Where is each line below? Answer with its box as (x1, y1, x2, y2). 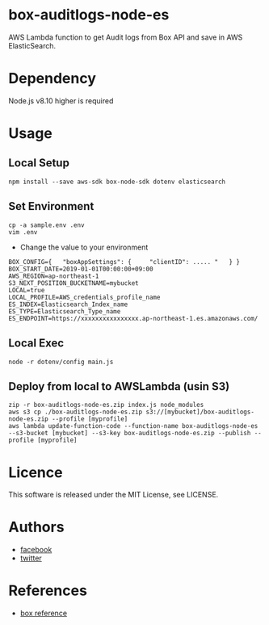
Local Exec (8, 337, 65, 350)
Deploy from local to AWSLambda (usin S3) (8, 380, 230, 393)
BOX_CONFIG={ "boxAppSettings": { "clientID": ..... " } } (8, 258, 241, 266)
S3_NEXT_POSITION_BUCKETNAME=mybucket (8, 279, 139, 287)
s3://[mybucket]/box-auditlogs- (145, 408, 254, 417)
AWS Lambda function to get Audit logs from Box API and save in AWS (8, 32, 243, 42)
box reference (19, 608, 67, 619)
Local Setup (8, 156, 70, 170)
